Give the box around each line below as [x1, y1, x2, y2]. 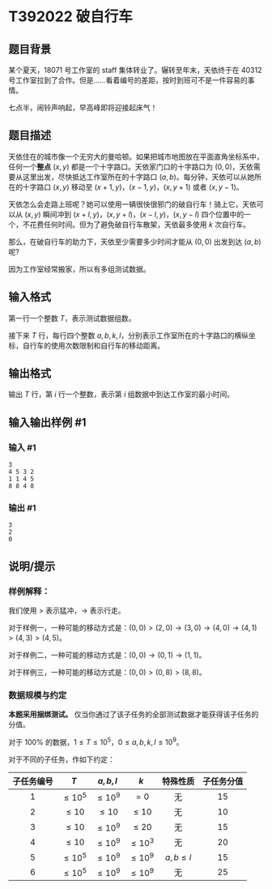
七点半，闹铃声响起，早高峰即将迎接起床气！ [8, 103, 158, 112]
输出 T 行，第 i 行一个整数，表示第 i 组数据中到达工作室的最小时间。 [8, 390, 235, 400]
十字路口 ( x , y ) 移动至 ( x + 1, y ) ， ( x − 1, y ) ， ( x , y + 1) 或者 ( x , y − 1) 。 [22, 182, 244, 191]
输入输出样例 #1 [8, 415, 87, 430]
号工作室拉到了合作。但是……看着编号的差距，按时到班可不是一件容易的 [8, 75, 249, 85]
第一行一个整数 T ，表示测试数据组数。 [8, 313, 136, 323]
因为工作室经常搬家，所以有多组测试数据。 [8, 264, 151, 274]
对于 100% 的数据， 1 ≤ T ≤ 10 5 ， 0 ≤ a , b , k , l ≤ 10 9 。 [8, 736, 184, 747]
